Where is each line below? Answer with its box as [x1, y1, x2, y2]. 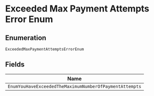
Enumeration [5, 33, 47, 42]
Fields [5, 60, 25, 69]
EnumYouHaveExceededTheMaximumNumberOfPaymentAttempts [8, 83, 141, 89]
